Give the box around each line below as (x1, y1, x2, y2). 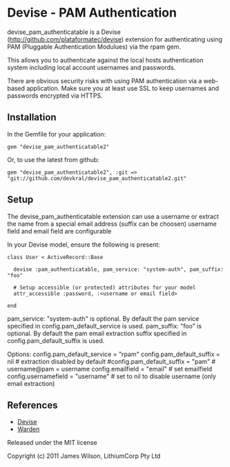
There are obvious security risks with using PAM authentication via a (7, 76, 202, 85)
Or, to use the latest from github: (7, 155, 99, 164)
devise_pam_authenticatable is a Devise (7, 28, 121, 36)
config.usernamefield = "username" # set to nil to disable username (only (7, 372, 216, 380)
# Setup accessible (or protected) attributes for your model (13, 284, 196, 291)
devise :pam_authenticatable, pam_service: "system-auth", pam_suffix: (13, 265, 224, 273)
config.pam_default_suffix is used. (7, 336, 105, 344)
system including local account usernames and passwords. (7, 63, 176, 71)
